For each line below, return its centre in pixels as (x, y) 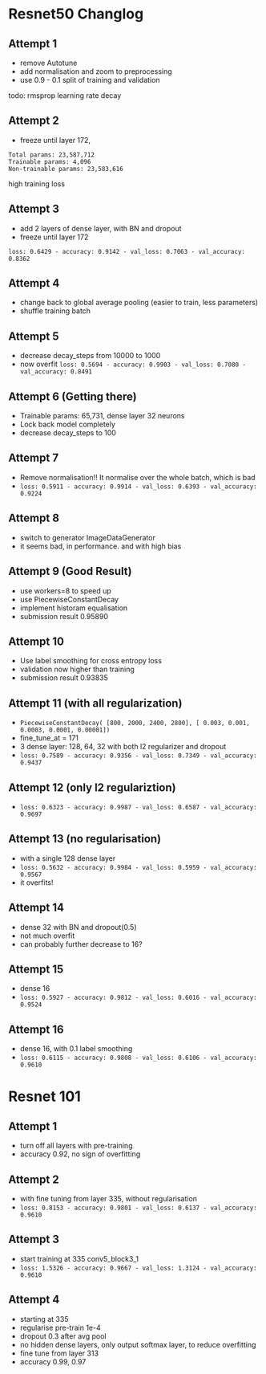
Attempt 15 (36, 969)
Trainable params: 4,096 (50, 161)
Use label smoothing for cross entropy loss (91, 661)
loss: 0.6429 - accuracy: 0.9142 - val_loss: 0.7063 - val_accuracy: (127, 251)
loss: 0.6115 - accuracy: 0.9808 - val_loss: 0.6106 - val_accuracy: (139, 1058)
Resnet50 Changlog (76, 14)
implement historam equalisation (74, 608)
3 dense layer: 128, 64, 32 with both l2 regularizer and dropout (123, 747)
